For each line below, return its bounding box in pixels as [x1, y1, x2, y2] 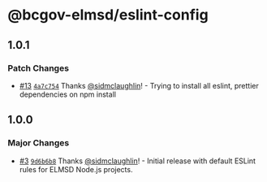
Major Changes [7, 137, 70, 149]
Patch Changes [7, 63, 70, 74]
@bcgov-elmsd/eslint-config [7, 6, 209, 24]
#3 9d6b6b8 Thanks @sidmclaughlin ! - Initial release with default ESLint [19, 156, 256, 166]
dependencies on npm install [19, 89, 117, 99]
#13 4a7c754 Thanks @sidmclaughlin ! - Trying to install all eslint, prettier [19, 80, 259, 90]
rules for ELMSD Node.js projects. [19, 164, 133, 174]
